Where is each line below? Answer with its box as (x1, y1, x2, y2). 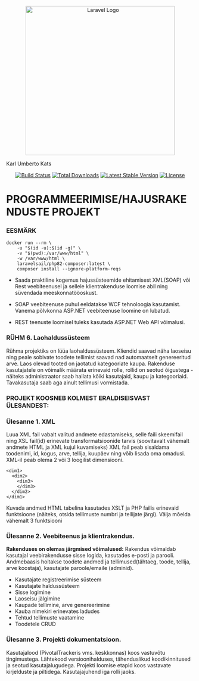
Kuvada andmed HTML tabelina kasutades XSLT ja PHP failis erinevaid (6, 504, 179, 511)
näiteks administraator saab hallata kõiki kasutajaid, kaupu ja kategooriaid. (6, 372, 188, 380)
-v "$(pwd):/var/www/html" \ (17, 251, 89, 257)
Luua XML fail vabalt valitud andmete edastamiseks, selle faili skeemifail (6, 431, 184, 438)
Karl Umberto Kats (6, 160, 52, 167)
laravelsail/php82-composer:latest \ (17, 261, 111, 267)
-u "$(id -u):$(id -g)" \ (17, 245, 82, 251)
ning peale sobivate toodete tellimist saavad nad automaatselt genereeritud (6, 353, 191, 360)
